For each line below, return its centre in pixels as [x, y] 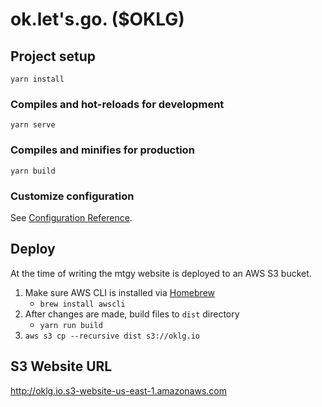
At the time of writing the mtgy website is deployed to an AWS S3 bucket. [161, 273]
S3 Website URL [61, 366]
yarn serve [33, 125]
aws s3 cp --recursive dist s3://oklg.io [112, 336]
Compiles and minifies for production [102, 150]
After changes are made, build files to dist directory [132, 314]
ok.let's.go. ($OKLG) [97, 19]
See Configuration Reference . [71, 217]
